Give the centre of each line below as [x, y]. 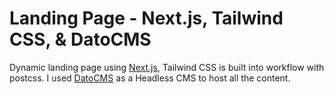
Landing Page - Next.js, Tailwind [146, 18]
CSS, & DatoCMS [80, 39]
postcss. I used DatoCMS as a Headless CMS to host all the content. [150, 78]
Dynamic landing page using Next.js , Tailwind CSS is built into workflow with [167, 67]
